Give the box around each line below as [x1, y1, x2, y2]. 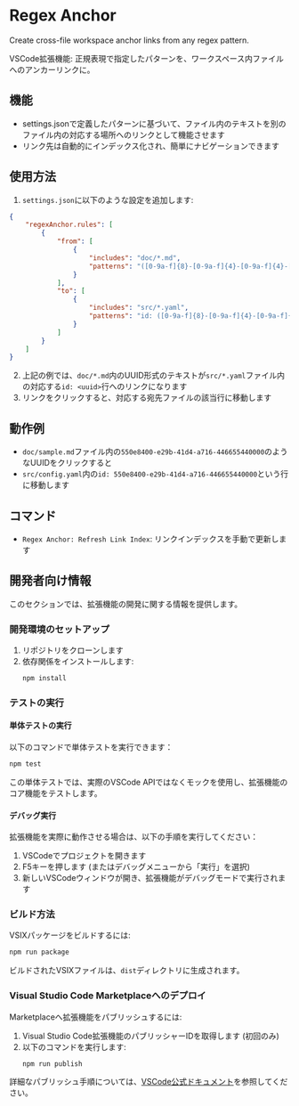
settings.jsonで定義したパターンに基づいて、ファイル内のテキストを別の [21, 118, 287, 129]
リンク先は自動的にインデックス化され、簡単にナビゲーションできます [21, 140, 280, 151]
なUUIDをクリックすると [21, 458, 113, 468]
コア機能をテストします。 [9, 787, 102, 798]
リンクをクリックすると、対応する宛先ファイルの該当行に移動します [21, 393, 272, 403]
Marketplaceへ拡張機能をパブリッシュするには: [9, 1012, 182, 1022]
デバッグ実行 [9, 809, 56, 820]
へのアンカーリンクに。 [9, 64, 95, 75]
